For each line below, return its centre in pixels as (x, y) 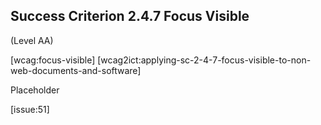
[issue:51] (30, 109)
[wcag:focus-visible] (53, 60)
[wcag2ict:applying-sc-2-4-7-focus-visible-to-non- (204, 60)
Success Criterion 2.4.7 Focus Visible (130, 16)
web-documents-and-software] (76, 70)
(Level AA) (32, 40)
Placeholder (35, 90)
